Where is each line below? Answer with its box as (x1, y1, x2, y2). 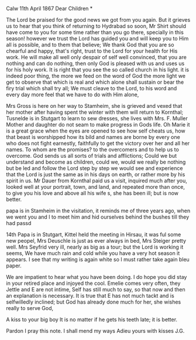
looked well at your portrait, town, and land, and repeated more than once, (6, 183, 185, 190)
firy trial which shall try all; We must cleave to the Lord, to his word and (6, 85, 177, 91)
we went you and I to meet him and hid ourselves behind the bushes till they (6, 213, 190, 220)
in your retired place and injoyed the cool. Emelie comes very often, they (6, 280, 181, 287)
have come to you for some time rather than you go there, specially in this (6, 29, 184, 36)
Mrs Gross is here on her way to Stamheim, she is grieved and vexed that (6, 103, 183, 109)
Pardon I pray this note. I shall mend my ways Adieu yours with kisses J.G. (6, 328, 185, 334)
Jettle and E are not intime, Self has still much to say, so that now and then (6, 286, 185, 293)
